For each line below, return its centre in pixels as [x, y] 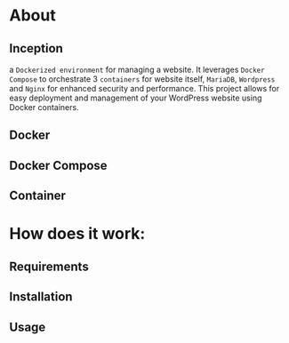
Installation [41, 297]
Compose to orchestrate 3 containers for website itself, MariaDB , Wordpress [142, 79]
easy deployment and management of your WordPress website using [136, 98]
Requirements [49, 266]
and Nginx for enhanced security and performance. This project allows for [144, 88]
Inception [36, 48]
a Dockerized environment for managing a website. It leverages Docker [137, 69]
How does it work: [77, 234]
